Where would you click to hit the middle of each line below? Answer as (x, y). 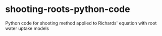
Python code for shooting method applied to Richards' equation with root (81, 23)
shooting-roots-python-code (68, 9)
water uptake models (27, 28)
